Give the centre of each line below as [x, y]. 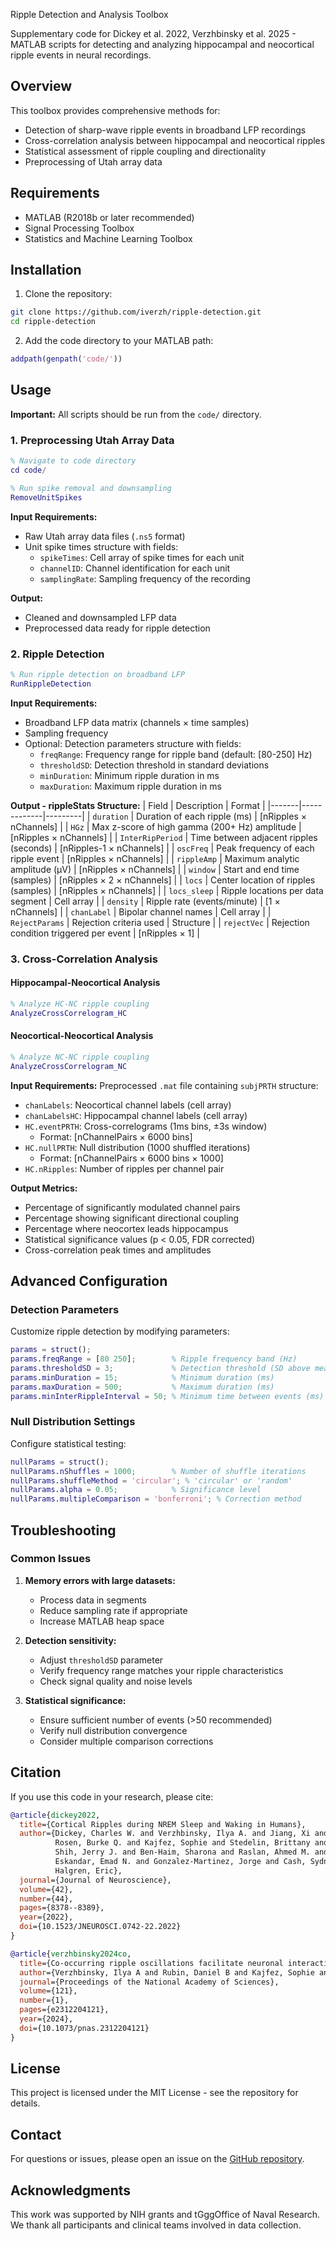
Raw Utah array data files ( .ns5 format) [105, 536]
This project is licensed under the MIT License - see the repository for [154, 2093]
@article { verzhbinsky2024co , [71, 1954]
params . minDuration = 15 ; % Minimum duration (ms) [142, 1377]
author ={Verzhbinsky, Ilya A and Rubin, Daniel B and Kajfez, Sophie [167, 1972]
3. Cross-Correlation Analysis [84, 959]
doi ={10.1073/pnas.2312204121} [84, 2028]
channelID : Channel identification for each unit [135, 568]
